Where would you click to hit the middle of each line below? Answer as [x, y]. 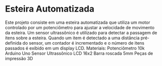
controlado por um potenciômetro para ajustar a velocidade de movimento [80, 27]
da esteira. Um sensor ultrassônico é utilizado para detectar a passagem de [81, 33]
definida [13, 43]
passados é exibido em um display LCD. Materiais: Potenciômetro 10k [75, 48]
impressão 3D [19, 58]
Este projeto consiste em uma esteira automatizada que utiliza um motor [78, 22]
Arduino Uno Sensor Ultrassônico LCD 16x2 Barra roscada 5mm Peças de [79, 53]
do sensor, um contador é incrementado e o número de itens [84, 43]
